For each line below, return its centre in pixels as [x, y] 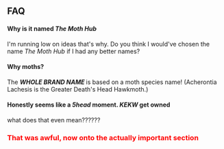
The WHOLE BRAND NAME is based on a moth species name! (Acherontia [112, 82]
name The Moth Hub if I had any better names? [74, 51]
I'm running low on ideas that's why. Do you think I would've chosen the [109, 44]
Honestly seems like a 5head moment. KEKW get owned [89, 105]
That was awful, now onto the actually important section [103, 137]
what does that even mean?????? [54, 120]
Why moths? [26, 67]
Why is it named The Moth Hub [52, 28]
